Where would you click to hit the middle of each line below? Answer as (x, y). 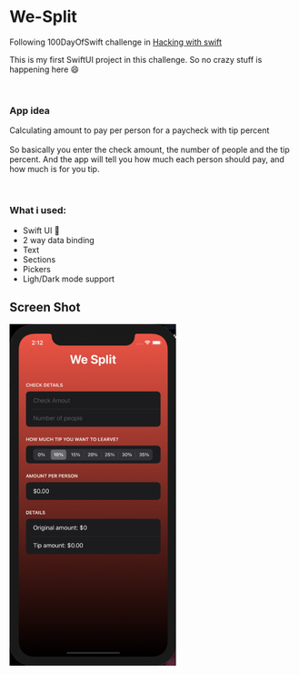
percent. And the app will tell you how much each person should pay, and (147, 159)
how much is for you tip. (55, 169)
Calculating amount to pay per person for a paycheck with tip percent (140, 130)
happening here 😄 (45, 69)
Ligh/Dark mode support (69, 279)
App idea (30, 110)
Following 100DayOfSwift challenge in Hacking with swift (116, 42)
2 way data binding (59, 240)
